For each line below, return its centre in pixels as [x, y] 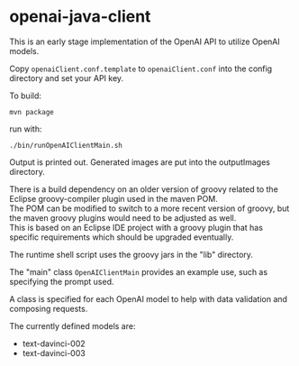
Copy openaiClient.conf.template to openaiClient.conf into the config [141, 69]
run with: [26, 129]
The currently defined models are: [72, 325]
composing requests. [49, 308]
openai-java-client [80, 17]
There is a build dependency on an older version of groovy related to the [144, 189]
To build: [26, 96]
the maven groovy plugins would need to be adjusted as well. [123, 217]
